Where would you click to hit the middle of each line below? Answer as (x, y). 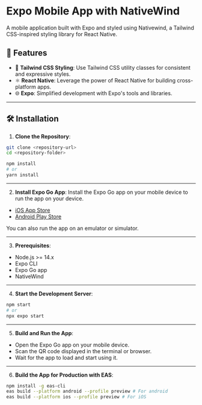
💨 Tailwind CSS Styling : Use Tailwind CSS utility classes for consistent (103, 67)
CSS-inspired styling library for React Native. (62, 34)
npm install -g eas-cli (36, 386)
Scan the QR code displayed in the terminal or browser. (83, 351)
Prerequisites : (33, 246)
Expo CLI (26, 264)
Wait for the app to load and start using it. (66, 357)
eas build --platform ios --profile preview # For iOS (76, 397)
